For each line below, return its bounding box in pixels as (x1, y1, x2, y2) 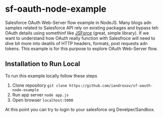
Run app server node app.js (12, 92, 69, 97)
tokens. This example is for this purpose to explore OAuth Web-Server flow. (5, 46, 158, 51)
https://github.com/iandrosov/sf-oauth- (69, 83, 153, 88)
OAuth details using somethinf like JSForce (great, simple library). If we (5, 30, 149, 36)
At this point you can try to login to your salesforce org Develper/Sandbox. (5, 106, 156, 112)
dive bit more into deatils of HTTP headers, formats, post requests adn (5, 40, 148, 46)
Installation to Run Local (5, 60, 81, 68)
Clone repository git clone (12, 82, 67, 88)
